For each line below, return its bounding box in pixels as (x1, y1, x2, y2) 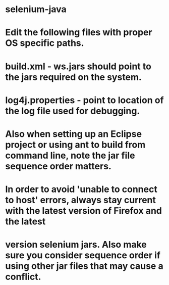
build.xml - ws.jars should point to (5, 61, 151, 72)
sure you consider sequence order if (5, 250, 160, 261)
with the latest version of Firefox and (5, 205, 162, 217)
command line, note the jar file (5, 150, 135, 161)
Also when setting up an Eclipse (5, 128, 142, 139)
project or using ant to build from (5, 139, 146, 150)
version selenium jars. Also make (5, 239, 147, 251)
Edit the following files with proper (5, 27, 152, 38)
